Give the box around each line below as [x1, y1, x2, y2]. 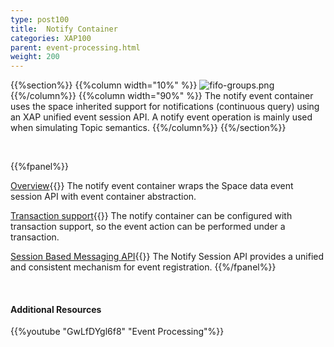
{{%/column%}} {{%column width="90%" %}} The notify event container [10, 90, 314, 102]
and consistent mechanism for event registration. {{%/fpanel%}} [10, 261, 277, 273]
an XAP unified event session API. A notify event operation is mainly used [10, 111, 313, 123]
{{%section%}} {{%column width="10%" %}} [10, 79, 198, 91]
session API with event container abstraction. [10, 191, 197, 203]
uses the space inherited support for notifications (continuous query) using [10, 101, 320, 113]
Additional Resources [10, 303, 102, 315]
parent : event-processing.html [10, 42, 141, 53]
